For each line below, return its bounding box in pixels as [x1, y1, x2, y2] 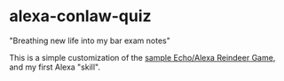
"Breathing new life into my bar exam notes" [9, 35, 170, 46]
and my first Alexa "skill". [9, 62, 100, 72]
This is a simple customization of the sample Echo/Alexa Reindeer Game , [9, 52, 276, 63]
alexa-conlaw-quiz [9, 6, 153, 26]
